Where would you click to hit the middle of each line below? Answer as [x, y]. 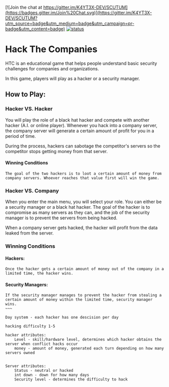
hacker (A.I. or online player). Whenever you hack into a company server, [81, 125]
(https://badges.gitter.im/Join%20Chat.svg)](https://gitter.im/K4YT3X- [79, 13]
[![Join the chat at [24, 7]
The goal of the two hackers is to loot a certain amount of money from [83, 173]
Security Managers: [27, 284]
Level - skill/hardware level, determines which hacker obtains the [88, 340]
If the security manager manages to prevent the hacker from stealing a [83, 295]
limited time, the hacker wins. [39, 274]
